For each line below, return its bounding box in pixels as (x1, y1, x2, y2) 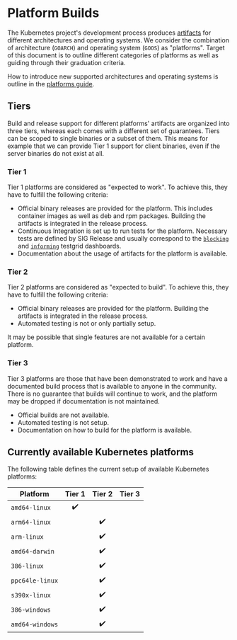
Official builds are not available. (17, 411, 110, 419)
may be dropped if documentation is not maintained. (7, 396, 161, 405)
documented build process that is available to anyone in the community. (7, 382, 217, 390)
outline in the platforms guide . (7, 79, 95, 88)
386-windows (11, 605, 52, 614)
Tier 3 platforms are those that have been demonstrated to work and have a (7, 374, 228, 383)
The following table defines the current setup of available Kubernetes (7, 465, 209, 474)
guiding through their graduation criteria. (7, 58, 126, 67)
